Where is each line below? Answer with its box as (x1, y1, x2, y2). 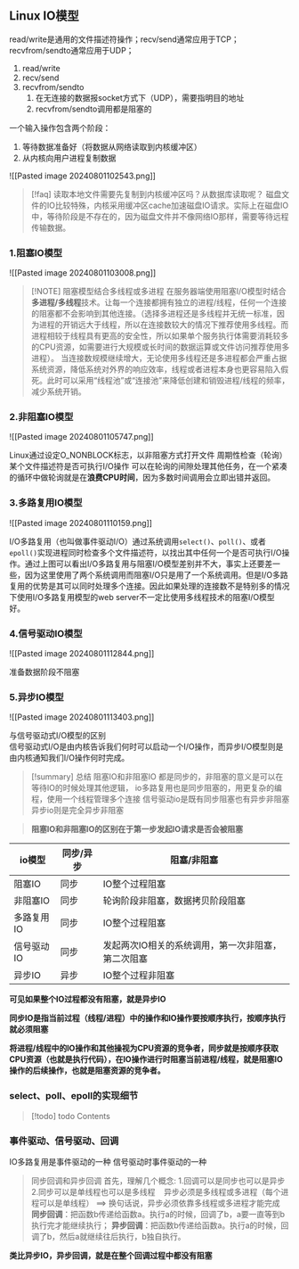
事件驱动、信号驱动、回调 (9, 1134, 119, 1147)
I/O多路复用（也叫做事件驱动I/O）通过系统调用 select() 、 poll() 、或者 (9, 536, 267, 547)
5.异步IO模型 (9, 690, 64, 703)
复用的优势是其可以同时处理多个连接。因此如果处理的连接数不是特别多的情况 (9, 581, 290, 591)
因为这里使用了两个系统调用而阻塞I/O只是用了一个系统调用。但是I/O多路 (24, 569, 289, 580)
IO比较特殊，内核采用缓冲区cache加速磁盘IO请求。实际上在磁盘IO (46, 200, 289, 210)
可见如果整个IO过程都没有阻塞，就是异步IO (9, 993, 166, 1005)
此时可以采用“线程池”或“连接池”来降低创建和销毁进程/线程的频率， (46, 375, 290, 386)
